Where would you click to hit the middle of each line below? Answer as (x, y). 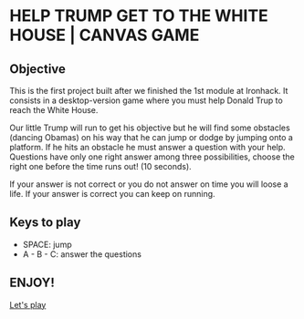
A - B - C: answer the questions (82, 254)
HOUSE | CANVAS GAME (105, 35)
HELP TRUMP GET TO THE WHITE (139, 16)
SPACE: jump (47, 244)
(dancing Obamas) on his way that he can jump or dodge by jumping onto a (152, 137)
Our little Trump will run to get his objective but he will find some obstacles (150, 128)
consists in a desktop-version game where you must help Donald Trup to (146, 100)
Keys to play (45, 223)
